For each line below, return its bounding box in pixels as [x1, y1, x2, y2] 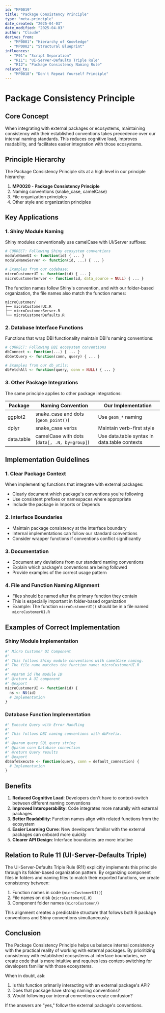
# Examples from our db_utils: [5, 363, 69, 368]
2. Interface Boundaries [5, 514, 63, 521]
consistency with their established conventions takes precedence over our [5, 130, 156, 136]
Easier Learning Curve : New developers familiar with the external [12, 827, 146, 832]
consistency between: [5, 880, 50, 886]
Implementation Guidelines [5, 455, 90, 464]
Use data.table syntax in [98, 433, 154, 439]
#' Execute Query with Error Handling [5, 722, 84, 727]
